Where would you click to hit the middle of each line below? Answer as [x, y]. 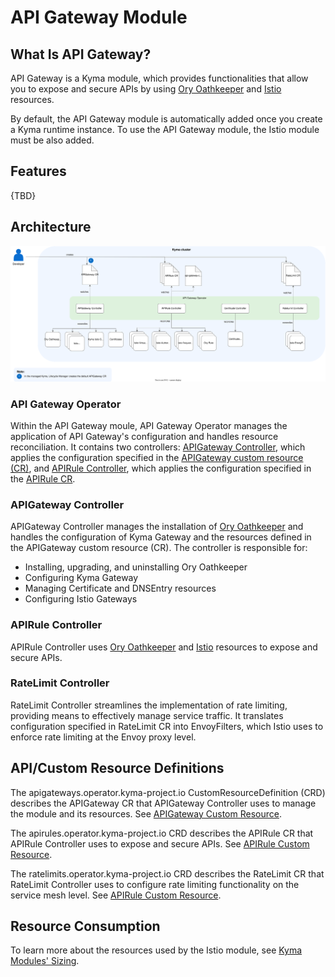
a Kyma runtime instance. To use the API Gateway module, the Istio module [165, 129]
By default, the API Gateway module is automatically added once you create [166, 119]
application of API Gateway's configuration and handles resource [144, 436]
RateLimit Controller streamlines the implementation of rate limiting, [149, 705]
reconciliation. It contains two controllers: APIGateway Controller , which [158, 447]
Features [38, 171]
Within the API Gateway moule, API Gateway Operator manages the [149, 425]
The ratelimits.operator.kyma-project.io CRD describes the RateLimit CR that [167, 873]
